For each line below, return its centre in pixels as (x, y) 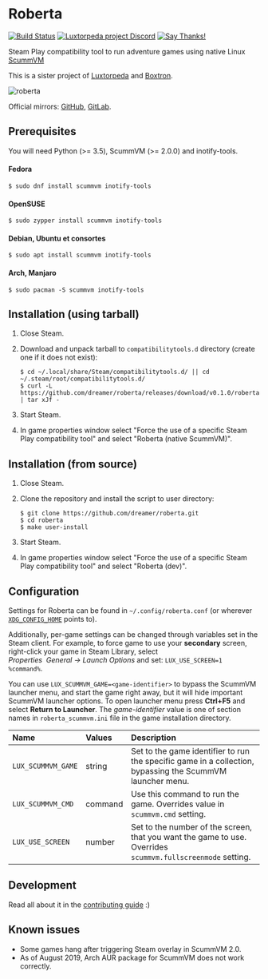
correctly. (35, 966)
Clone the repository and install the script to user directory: (117, 499)
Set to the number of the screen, (191, 827)
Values (99, 738)
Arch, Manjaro (33, 273)
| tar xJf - (39, 400)
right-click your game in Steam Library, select (83, 651)
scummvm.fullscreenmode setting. (191, 857)
